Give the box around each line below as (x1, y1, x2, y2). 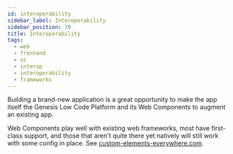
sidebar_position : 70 (7, 23, 72, 30)
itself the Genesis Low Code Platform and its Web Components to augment (7, 103, 226, 112)
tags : (7, 37, 23, 44)
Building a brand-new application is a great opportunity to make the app (7, 95, 217, 104)
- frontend (13, 50, 46, 57)
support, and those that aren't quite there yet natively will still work (23, 131, 219, 140)
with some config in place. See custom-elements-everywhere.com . (7, 139, 204, 148)
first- (211, 124, 226, 133)
